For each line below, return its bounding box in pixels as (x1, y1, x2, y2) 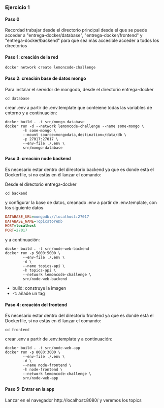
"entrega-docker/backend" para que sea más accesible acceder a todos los (5, 37, 159, 43)
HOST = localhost (5, 223, 36, 228)
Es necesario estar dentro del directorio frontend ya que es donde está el (5, 312, 154, 319)
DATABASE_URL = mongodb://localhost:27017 (5, 214, 90, 219)
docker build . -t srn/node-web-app (5, 345, 80, 351)
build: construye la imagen (12, 285, 66, 291)
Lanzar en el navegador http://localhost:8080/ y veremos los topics (5, 397, 142, 403)
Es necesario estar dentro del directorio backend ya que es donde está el (5, 167, 154, 172)
